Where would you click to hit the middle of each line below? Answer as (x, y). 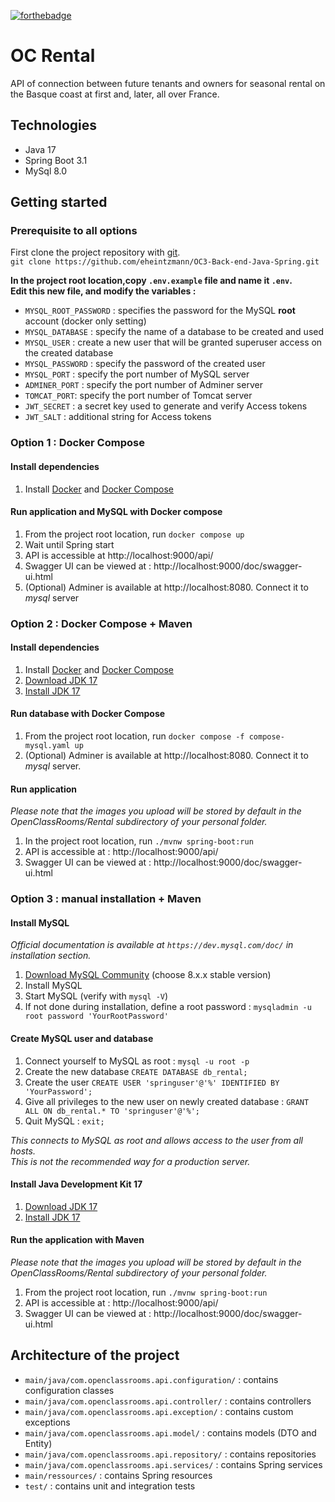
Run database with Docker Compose (88, 714)
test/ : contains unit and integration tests (110, 1486)
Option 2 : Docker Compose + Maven (101, 623)
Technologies (54, 125)
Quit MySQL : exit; (64, 1121)
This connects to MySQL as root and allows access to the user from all (156, 1140)
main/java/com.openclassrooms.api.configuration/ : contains (151, 1379)
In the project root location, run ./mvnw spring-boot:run (139, 841)
